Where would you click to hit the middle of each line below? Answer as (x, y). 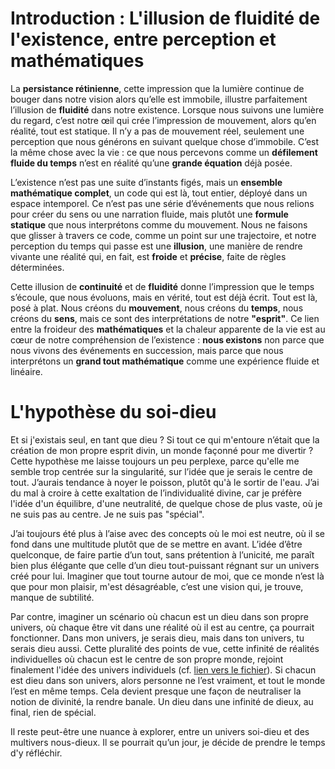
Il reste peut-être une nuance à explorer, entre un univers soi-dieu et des (160, 731)
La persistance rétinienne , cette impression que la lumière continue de (157, 88)
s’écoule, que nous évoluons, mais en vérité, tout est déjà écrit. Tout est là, (164, 297)
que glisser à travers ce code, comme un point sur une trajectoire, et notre (163, 235)
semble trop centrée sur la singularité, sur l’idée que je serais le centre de (161, 471)
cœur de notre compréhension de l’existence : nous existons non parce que (167, 339)
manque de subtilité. (52, 597)
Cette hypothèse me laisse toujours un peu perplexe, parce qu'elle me (155, 461)
